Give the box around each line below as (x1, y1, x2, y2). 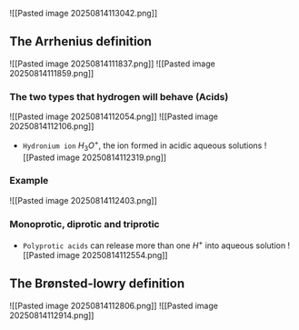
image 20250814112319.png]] (56, 152, 166, 163)
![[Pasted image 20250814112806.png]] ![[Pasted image (9, 300, 218, 311)
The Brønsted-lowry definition (9, 276, 184, 292)
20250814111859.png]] (9, 67, 95, 78)
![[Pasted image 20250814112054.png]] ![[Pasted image (9, 111, 218, 122)
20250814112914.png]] (9, 309, 95, 321)
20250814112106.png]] (9, 121, 95, 132)
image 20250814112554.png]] (56, 249, 168, 260)
